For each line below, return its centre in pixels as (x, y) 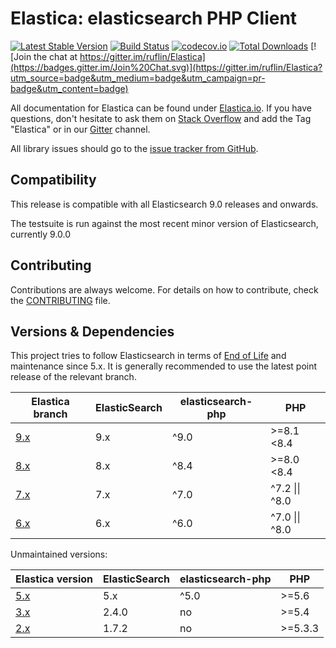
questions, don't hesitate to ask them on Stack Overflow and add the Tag (161, 118)
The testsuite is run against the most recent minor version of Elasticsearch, (164, 223)
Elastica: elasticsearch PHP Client (154, 18)
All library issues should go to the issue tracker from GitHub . (134, 148)
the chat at (55, 56)
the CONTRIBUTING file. (60, 300)
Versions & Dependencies (92, 331)
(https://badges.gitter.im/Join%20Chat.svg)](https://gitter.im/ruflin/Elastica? (166, 67)
